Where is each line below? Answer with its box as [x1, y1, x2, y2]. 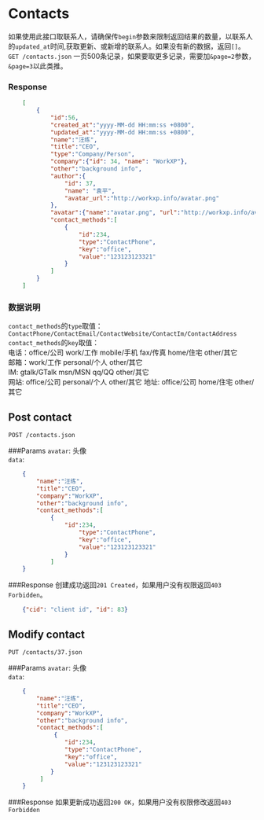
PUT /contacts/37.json [8, 649, 82, 656]
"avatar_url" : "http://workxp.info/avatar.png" [64, 194, 220, 202]
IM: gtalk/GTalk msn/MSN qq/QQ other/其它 [8, 367, 149, 377]
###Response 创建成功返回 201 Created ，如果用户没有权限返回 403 [8, 580, 222, 590]
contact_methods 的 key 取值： [8, 338, 100, 347]
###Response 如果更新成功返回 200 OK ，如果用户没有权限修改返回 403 [8, 797, 232, 807]
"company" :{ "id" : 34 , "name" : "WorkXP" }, [49, 158, 189, 166]
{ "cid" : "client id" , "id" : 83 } [22, 606, 128, 614]
